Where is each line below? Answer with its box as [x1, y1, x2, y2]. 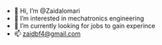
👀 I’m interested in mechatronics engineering [13, 14, 144, 22]
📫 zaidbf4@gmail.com [13, 30, 81, 38]
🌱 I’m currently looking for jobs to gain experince [13, 22, 156, 30]
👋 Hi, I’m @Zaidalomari [13, 7, 80, 15]
